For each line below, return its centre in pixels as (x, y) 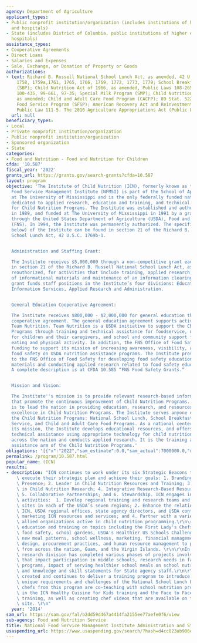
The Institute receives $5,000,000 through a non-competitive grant (97, 262)
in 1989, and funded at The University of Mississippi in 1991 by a (97, 214)
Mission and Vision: (36, 386)
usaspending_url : (27, 631)
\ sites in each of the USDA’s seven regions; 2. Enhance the (94, 506)
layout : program (26, 181)
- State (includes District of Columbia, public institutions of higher (97, 33)
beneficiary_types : (30, 121)
